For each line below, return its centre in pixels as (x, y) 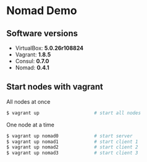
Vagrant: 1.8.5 (33, 55)
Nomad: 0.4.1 (32, 67)
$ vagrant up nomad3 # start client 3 (72, 153)
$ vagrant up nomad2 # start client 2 (72, 147)
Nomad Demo (42, 11)
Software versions (42, 33)
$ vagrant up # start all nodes (73, 113)
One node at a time (30, 125)
